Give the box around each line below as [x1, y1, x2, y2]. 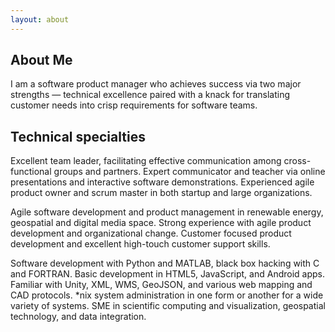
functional [10, 166, 52, 178]
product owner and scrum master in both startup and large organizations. [10, 187, 313, 199]
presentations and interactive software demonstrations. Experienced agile [10, 176, 315, 188]
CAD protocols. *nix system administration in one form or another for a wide [10, 289, 324, 301]
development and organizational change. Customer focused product [10, 227, 292, 240]
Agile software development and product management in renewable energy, [10, 206, 324, 218]
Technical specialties [10, 128, 146, 145]
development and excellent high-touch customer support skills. [10, 238, 271, 250]
